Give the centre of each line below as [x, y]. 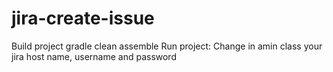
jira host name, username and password [94, 56]
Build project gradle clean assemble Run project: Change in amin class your [167, 46]
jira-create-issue [83, 18]
